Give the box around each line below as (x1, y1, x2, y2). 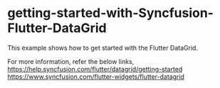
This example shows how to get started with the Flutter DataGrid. (7, 43, 198, 52)
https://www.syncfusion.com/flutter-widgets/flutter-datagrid (7, 72, 185, 81)
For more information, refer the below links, (7, 57, 135, 65)
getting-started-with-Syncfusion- (7, 5, 214, 21)
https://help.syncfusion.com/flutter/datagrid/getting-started (7, 65, 183, 73)
